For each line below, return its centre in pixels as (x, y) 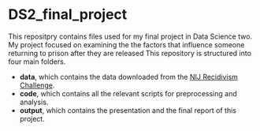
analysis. (34, 102)
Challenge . (37, 85)
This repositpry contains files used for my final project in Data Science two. (130, 36)
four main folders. (37, 62)
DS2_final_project (68, 15)
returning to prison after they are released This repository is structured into (130, 53)
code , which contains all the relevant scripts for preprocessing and (128, 93)
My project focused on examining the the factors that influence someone (126, 44)
